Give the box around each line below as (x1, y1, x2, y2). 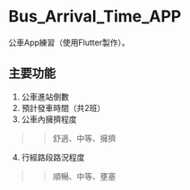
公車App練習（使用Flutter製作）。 (8, 37, 131, 47)
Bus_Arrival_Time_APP (8, 6, 182, 27)
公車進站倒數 (21, 91, 69, 102)
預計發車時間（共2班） (21, 102, 106, 113)
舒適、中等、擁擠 (52, 133, 117, 143)
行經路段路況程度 (21, 151, 85, 162)
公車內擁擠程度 (21, 114, 77, 125)
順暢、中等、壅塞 (52, 170, 117, 181)
